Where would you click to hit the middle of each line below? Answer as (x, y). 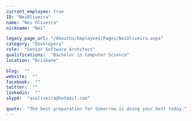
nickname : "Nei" (26, 28)
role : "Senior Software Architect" (51, 50)
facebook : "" (23, 82)
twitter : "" (22, 88)
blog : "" (18, 71)
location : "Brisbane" (32, 60)
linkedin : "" (23, 93)
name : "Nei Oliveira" (32, 22)
